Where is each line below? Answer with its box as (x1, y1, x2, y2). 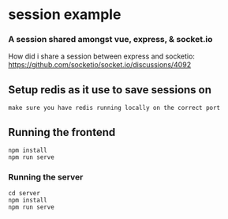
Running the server (8, 172, 84, 183)
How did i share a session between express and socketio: (8, 51, 196, 61)
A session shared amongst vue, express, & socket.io (8, 34, 213, 45)
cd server (8, 190, 41, 198)
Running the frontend (8, 125, 116, 139)
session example (8, 6, 121, 24)
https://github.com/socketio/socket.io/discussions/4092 (8, 60, 192, 70)
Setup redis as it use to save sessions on (8, 83, 211, 96)
